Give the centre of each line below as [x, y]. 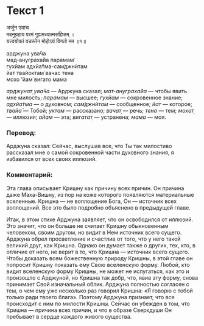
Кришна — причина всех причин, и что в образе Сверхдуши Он [89, 310]
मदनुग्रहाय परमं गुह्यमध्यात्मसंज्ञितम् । [40, 34]
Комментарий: [30, 175]
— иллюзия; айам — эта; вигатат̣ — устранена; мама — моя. [86, 117]
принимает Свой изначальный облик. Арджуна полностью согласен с [98, 284]
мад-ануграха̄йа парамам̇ [40, 60]
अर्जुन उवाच [18, 27]
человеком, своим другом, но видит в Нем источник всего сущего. [94, 232]
